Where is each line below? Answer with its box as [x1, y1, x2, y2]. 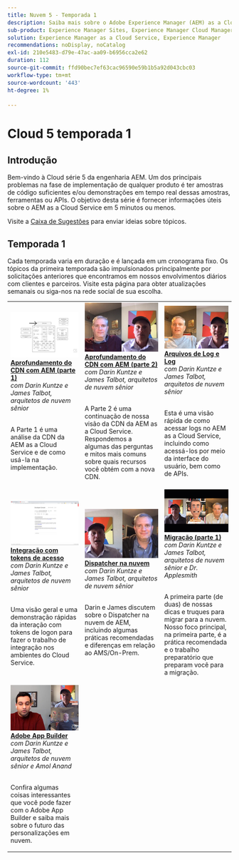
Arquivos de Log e [164, 349, 220, 358]
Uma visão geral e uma [10, 605, 78, 613]
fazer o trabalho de [10, 635, 66, 644]
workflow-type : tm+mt [7, 71, 72, 78]
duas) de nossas [164, 600, 213, 609]
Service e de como [10, 448, 66, 456]
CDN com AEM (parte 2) [84, 360, 158, 369]
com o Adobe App [10, 806, 64, 814]
